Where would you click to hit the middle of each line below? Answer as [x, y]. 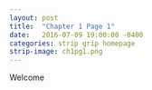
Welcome [27, 77]
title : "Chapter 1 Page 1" [62, 26]
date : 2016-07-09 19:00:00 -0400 [76, 35]
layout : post [34, 18]
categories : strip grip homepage [72, 43]
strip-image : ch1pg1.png [56, 52]
